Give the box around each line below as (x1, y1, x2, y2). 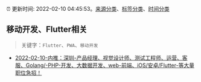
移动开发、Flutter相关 (6, 25, 88, 35)
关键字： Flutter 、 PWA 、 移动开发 (21, 41, 98, 48)
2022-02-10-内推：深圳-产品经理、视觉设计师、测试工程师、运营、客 (14, 54, 188, 61)
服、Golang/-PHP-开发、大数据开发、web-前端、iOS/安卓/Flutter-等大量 (14, 62, 195, 69)
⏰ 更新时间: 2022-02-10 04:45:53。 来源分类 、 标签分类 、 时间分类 (6, 5, 170, 12)
